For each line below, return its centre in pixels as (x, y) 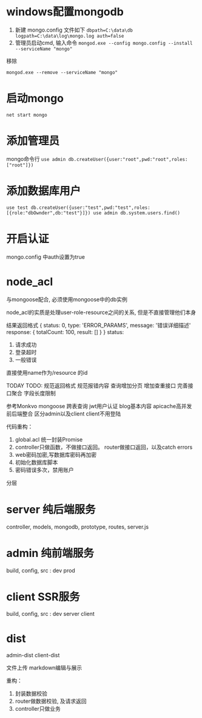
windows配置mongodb (65, 12)
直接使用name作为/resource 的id (47, 372)
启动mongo (35, 99)
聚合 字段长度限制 (33, 393)
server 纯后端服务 (51, 509)
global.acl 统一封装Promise (49, 439)
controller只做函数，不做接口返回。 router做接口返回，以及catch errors (104, 447)
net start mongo (27, 115)
